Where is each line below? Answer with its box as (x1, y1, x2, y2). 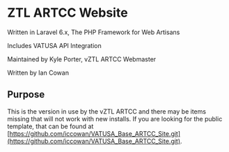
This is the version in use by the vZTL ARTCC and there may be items (7, 107, 207, 116)
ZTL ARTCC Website (7, 5, 128, 21)
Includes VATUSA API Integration (7, 41, 102, 50)
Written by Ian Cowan (7, 68, 70, 77)
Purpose (7, 89, 45, 100)
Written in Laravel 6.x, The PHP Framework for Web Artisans (7, 28, 180, 36)
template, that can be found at (7, 122, 94, 130)
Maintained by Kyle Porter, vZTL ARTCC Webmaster (7, 54, 157, 63)
